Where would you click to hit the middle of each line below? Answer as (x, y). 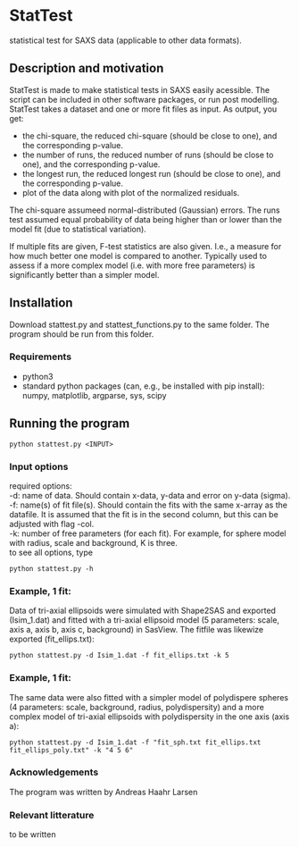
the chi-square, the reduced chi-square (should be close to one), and (149, 136)
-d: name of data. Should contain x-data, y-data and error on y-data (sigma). (150, 495)
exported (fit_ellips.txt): (52, 639)
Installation (41, 303)
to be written (33, 834)
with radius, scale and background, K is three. (94, 542)
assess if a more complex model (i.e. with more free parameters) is (133, 265)
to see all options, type (51, 552)
